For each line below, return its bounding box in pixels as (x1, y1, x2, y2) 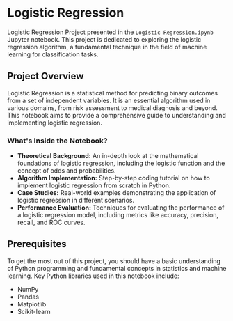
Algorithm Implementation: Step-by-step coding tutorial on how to (17, 174, 210, 182)
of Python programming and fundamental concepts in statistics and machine (7, 264, 227, 272)
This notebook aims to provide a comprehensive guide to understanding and (7, 111, 226, 119)
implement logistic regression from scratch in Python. (17, 181, 171, 189)
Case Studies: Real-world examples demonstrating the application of (17, 189, 216, 197)
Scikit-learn (17, 307, 51, 315)
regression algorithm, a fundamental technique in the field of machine (7, 42, 207, 51)
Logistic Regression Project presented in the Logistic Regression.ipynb (7, 28, 214, 36)
